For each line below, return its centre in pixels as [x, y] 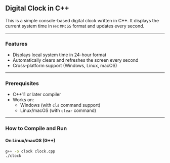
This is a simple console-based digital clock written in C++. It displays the [82, 20]
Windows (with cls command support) [60, 105]
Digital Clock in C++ [37, 8]
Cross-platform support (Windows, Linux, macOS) [65, 66]
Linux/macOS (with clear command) [58, 110]
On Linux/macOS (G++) [30, 140]
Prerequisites [22, 84]
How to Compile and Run [36, 129]
